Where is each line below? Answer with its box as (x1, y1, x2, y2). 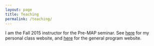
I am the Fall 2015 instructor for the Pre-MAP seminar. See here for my (5, 30, 150, 36)
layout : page (5, 7, 32, 12)
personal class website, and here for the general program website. (5, 35, 142, 41)
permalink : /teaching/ (5, 16, 52, 21)
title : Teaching (5, 12, 39, 17)
